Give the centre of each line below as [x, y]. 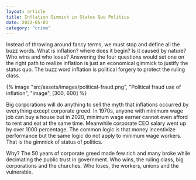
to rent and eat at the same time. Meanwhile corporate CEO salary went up [96, 123]
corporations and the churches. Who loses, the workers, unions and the [92, 166]
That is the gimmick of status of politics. [54, 142]
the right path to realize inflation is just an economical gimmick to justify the [97, 63]
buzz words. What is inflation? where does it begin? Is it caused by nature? [96, 51]
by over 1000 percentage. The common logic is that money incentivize [91, 130]
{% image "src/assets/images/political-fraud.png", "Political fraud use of [94, 87]
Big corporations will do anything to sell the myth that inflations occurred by [97, 105]
